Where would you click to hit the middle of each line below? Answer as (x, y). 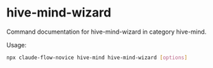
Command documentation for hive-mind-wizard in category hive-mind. (106, 32)
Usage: (16, 45)
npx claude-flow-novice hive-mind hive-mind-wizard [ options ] (97, 57)
